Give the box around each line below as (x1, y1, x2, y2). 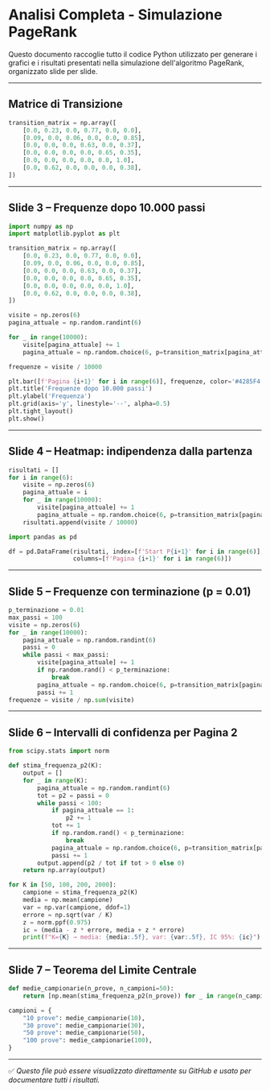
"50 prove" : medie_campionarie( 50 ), (22, 1029, 146, 1037)
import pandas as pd (8, 533, 78, 541)
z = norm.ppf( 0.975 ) (22, 918, 92, 927)
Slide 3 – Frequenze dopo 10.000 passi (8, 201, 206, 215)
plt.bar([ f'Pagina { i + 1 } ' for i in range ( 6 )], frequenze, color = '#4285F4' (8, 377, 264, 386)
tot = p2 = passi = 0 (37, 791, 110, 800)
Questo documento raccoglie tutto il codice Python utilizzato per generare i (8, 49, 257, 59)
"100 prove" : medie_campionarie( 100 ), (22, 1036, 153, 1044)
